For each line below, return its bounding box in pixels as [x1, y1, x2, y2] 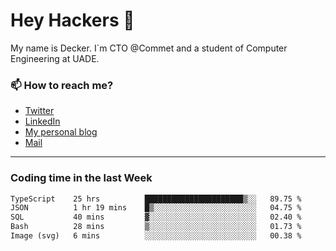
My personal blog [24, 126, 98, 138]
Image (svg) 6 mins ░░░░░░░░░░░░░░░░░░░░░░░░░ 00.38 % [10, 231, 302, 241]
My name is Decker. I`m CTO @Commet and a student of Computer [10, 42, 288, 54]
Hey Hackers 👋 [10, 9, 135, 32]
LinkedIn [24, 115, 61, 128]
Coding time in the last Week [10, 171, 153, 185]
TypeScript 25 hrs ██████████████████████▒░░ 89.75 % [10, 194, 302, 204]
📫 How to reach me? [10, 78, 114, 92]
